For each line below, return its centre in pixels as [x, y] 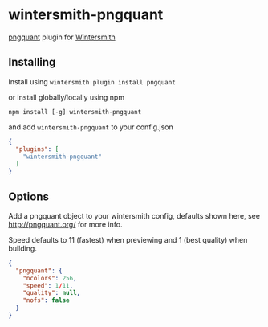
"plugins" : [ [37, 149]
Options [29, 196]
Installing [32, 62]
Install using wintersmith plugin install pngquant [92, 81]
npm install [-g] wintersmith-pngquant [75, 112]
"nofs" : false [46, 300]
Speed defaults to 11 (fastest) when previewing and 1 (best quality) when [128, 239]
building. [23, 248]
